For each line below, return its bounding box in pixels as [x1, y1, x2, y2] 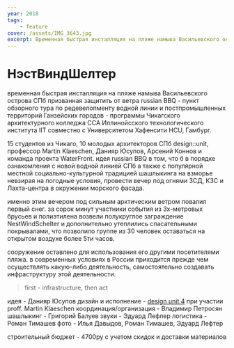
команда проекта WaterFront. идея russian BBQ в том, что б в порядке [7, 155, 216, 163]
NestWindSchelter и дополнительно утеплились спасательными [7, 220, 197, 228]
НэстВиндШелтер [7, 66, 116, 82]
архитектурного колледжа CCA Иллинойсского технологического [7, 119, 204, 127]
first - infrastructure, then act [24, 283, 109, 292]
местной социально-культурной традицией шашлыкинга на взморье [7, 169, 213, 177]
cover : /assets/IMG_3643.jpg [7, 29, 92, 37]
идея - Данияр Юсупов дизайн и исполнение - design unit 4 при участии [7, 297, 224, 306]
